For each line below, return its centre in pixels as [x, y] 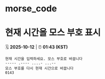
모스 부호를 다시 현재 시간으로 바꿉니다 [39, 69]
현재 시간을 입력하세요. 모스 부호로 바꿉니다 [44, 59]
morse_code [31, 9]
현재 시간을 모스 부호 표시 [53, 33]
